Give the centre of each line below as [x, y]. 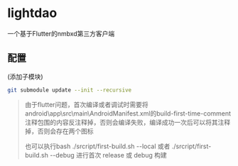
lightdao [32, 13]
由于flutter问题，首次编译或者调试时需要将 [87, 104]
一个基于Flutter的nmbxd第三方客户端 [61, 33]
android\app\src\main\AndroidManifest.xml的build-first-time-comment [128, 113]
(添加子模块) [26, 77]
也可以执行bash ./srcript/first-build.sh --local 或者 [97, 146]
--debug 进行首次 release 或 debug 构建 [108, 155]
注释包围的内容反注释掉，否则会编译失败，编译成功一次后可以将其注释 [128, 122]
